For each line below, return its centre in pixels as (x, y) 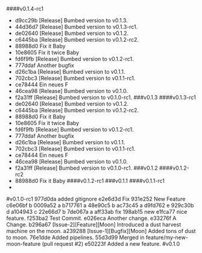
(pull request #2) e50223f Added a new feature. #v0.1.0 (111, 244)
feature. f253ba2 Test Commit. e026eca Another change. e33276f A (91, 218)
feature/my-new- (167, 237)
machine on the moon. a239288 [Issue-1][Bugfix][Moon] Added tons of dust (101, 231)
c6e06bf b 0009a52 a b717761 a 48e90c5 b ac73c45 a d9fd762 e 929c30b (100, 205)
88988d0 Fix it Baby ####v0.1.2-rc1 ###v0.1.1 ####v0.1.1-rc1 (90, 181)
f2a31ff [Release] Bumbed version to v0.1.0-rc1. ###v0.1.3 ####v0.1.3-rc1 (105, 97)
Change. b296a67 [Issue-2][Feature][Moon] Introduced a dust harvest (94, 225)
